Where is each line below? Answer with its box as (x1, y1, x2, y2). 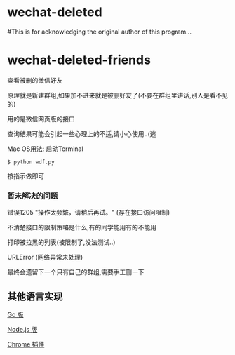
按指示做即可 (7, 171, 44, 180)
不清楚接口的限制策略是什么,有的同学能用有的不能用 (7, 223, 157, 232)
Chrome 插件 (7, 340, 45, 348)
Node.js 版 (7, 325, 38, 333)
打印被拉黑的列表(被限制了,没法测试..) (7, 238, 116, 246)
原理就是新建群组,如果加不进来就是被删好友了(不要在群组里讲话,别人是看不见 (7, 91, 229, 99)
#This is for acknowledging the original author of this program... (7, 27, 192, 36)
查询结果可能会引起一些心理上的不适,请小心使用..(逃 (7, 129, 156, 138)
